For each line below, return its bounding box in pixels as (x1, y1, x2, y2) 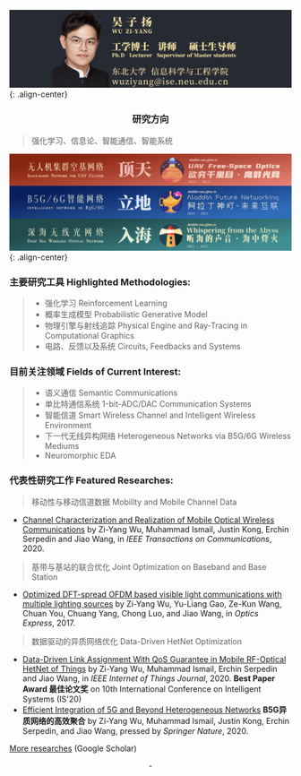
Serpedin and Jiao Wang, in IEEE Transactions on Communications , (21, 533, 272, 544)
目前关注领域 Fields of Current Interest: (9, 366, 182, 378)
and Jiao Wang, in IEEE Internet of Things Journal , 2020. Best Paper (21, 673, 276, 684)
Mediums (44, 441, 80, 452)
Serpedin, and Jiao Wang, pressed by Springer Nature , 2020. (21, 725, 249, 736)
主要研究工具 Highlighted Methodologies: (9, 275, 191, 288)
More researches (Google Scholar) (9, 743, 137, 754)
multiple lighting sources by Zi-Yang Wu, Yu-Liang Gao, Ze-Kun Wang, (21, 598, 282, 609)
